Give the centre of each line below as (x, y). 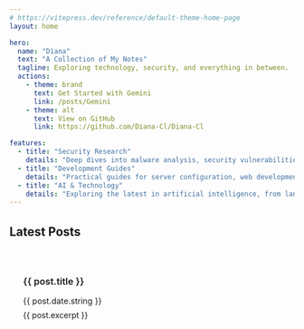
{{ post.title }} (53, 281)
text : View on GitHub (74, 119)
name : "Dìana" (44, 51)
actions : (34, 77)
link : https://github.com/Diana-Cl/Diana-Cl (119, 127)
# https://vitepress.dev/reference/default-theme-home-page (125, 18)
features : (28, 143)
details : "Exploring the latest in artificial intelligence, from (153, 194)
